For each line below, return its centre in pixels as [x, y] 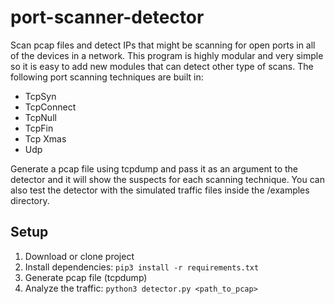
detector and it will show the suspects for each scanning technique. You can [167, 179]
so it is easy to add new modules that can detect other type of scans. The [162, 66]
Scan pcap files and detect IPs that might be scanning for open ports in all [163, 45]
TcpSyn [40, 96]
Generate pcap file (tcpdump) [86, 277]
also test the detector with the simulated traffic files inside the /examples [160, 190]
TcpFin [39, 128]
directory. [30, 200]
